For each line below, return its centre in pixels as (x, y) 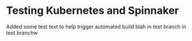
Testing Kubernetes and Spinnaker (92, 11)
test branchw (22, 32)
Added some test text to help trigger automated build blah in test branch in (96, 27)
